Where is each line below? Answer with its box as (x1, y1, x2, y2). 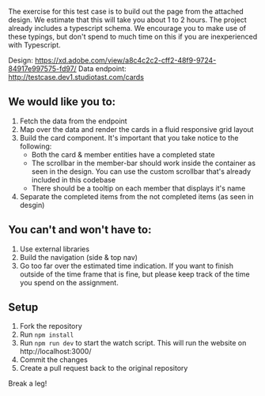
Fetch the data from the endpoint (19, 116, 128, 126)
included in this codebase (31, 175, 116, 184)
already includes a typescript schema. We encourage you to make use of (8, 24, 247, 32)
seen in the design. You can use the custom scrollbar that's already (31, 166, 252, 176)
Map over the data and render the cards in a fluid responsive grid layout (19, 124, 254, 134)
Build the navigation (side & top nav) (19, 252, 138, 262)
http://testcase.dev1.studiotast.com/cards (8, 73, 145, 81)
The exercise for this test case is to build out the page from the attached (8, 7, 244, 16)
